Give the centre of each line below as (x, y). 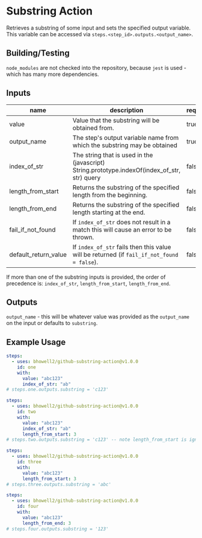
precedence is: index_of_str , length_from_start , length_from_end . (88, 283)
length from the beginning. (110, 195)
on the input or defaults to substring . (52, 323)
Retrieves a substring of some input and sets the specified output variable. (99, 28)
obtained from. (93, 128)
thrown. (83, 237)
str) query (87, 177)
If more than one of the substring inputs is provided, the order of (86, 277)
